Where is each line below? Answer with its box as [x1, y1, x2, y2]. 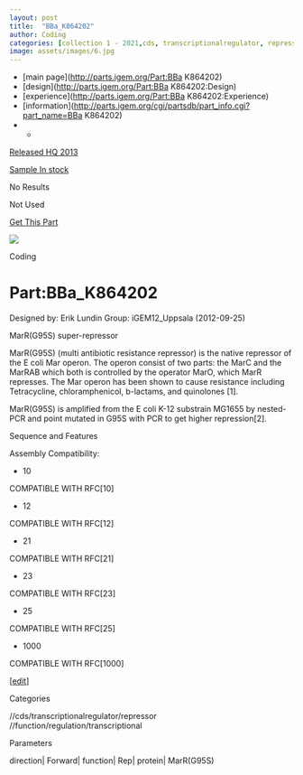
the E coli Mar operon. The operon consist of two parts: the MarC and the [9, 358, 282, 369]
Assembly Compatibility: [9, 448, 100, 459]
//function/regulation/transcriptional [9, 720, 142, 732]
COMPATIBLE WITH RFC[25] [9, 623, 115, 634]
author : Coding [9, 30, 67, 39]
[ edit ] [9, 676, 30, 686]
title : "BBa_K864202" [9, 22, 95, 31]
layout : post [9, 13, 59, 23]
